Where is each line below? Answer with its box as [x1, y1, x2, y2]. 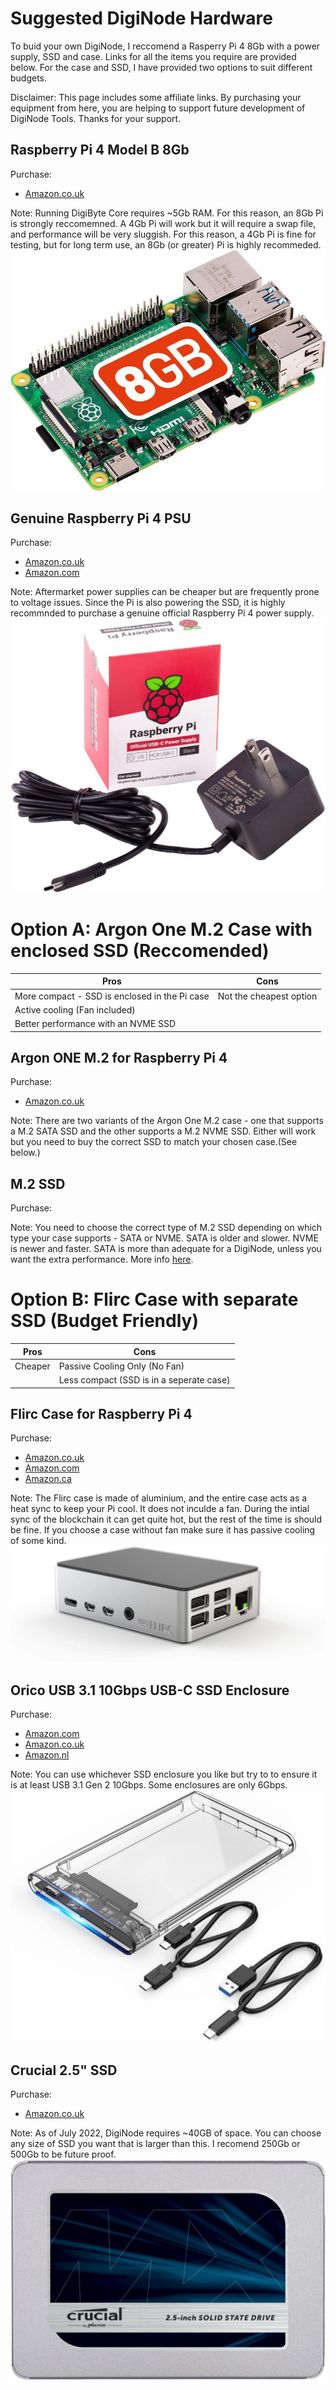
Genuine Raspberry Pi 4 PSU [10, 510, 192, 527]
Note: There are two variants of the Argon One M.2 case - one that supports [10, 1115, 324, 1127]
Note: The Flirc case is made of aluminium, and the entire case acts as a [10, 1492, 308, 1504]
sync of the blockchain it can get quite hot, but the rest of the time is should [10, 1513, 323, 1526]
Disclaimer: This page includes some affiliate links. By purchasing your [10, 91, 302, 103]
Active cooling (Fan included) [14, 1003, 136, 1016]
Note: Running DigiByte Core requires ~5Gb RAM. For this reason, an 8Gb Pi [10, 207, 324, 219]
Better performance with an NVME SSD [14, 1018, 177, 1030]
